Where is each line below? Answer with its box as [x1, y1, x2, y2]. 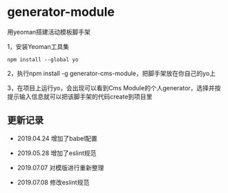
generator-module [7, 4, 115, 20]
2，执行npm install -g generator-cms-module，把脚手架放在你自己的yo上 [7, 69, 216, 77]
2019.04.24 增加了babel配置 [17, 134, 98, 142]
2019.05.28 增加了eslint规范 [17, 149, 97, 157]
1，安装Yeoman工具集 [7, 42, 70, 50]
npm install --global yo [7, 56, 79, 63]
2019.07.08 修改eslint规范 [17, 178, 90, 186]
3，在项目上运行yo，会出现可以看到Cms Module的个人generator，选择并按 [7, 83, 221, 92]
